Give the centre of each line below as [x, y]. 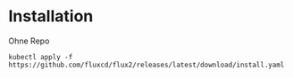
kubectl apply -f [41, 57]
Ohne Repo [29, 41]
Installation [51, 16]
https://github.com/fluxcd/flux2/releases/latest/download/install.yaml [146, 65]
